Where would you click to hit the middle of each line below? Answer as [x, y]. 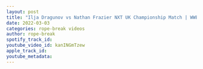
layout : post [23, 12]
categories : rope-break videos [46, 28]
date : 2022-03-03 [28, 23]
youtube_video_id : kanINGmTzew [46, 46]
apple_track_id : [27, 51]
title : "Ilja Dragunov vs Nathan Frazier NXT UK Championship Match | [97, 17]
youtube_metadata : [29, 56]
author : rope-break [31, 34]
